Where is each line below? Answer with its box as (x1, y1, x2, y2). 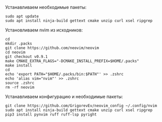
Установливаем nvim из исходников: (5, 27, 83, 33)
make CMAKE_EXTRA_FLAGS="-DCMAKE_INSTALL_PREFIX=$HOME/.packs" (5, 58, 140, 63)
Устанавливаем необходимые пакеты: (5, 4, 87, 10)
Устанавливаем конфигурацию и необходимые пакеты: (5, 93, 123, 99)
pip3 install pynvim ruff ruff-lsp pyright (5, 112, 97, 117)
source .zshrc (5, 80, 35, 85)
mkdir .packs (5, 41, 32, 46)
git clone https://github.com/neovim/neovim (5, 45, 99, 50)
